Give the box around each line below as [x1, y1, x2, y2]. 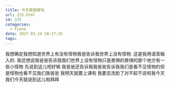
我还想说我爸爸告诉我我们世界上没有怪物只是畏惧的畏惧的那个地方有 [16, 57, 160, 63]
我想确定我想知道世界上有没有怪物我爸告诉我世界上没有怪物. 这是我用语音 [5, 51, 160, 57]
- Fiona [10, 27, 27, 32]
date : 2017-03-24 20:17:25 [5, 31, 63, 36]
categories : [5, 21, 31, 27]
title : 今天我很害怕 [5, 7, 45, 13]
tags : [5, 36, 17, 41]
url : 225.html [5, 12, 36, 17]
